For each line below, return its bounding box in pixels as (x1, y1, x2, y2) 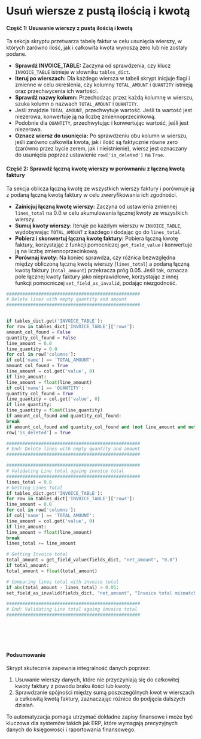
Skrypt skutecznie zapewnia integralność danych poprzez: (6, 665, 151, 672)
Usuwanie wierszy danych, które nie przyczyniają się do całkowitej (14, 676, 179, 683)
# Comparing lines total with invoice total (6, 579, 119, 585)
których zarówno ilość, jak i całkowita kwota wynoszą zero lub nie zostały (6, 44, 188, 52)
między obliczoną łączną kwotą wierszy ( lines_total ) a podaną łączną (14, 260, 190, 268)
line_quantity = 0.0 (6, 346, 58, 352)
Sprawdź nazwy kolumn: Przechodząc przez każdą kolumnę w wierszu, (14, 94, 194, 101)
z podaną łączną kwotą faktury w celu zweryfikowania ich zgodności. (6, 191, 178, 199)
